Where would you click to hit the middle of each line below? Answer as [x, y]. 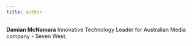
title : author [24, 12]
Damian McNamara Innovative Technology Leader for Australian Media [96, 29]
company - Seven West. [37, 36]
